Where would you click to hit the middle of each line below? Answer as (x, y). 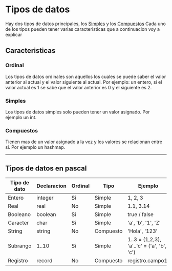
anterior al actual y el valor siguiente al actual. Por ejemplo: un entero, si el (84, 82)
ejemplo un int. (21, 117)
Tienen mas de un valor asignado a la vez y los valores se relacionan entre (84, 142)
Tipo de (20, 183)
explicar (14, 34)
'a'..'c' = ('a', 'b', (147, 246)
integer (45, 198)
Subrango (20, 246)
